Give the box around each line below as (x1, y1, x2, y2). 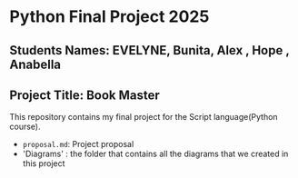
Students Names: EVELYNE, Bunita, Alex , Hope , (9, 43, 290, 58)
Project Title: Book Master (9, 87, 161, 103)
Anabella (9, 56, 62, 72)
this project (22, 158, 65, 169)
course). (9, 121, 41, 133)
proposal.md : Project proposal (22, 139, 134, 150)
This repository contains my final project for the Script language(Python (9, 112, 279, 123)
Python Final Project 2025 (9, 6, 210, 27)
